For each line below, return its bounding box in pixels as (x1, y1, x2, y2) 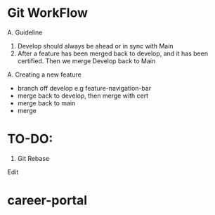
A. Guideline (7, 28, 43, 37)
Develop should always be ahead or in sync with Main (17, 41, 174, 50)
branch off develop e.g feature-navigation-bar (17, 84, 152, 92)
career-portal (7, 193, 88, 209)
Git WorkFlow (7, 5, 89, 21)
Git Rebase (17, 154, 50, 162)
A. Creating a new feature (7, 70, 82, 79)
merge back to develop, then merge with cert (17, 91, 149, 100)
